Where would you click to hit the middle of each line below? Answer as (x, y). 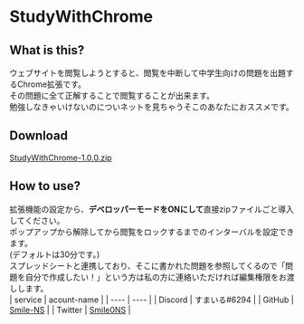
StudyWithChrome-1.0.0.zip (61, 157)
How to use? (45, 186)
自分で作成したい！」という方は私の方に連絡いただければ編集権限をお (156, 277)
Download (38, 136)
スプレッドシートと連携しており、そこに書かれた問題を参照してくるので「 (147, 265)
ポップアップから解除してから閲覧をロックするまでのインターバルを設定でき (152, 232)
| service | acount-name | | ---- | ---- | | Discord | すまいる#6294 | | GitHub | (152, 300)
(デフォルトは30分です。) (55, 254)
